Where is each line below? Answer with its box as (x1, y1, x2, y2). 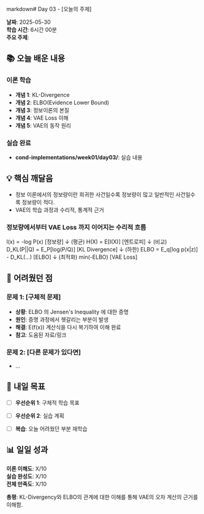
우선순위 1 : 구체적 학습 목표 (15, 399, 80, 406)
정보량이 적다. (21, 198, 55, 205)
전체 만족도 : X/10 (6, 480, 47, 488)
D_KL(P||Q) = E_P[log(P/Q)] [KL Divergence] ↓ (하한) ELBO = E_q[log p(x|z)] (6, 246, 198, 253)
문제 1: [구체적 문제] (6, 293, 61, 302)
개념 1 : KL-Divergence (15, 91, 70, 98)
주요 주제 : (6, 34, 29, 41)
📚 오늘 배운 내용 (6, 53, 66, 64)
